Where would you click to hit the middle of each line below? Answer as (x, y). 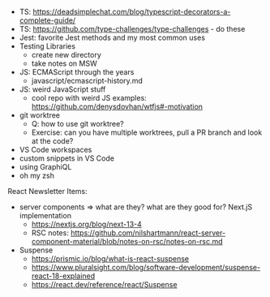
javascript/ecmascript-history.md (87, 81)
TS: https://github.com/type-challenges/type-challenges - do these (132, 29)
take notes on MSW (64, 63)
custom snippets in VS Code (67, 158)
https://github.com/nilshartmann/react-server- (148, 233)
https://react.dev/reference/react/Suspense (104, 284)
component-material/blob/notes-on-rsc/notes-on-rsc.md (127, 241)
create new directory (66, 55)
